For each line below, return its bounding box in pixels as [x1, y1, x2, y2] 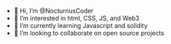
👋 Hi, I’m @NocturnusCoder [13, 7, 94, 15]
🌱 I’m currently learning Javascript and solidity [13, 22, 148, 29]
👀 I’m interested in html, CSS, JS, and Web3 [13, 14, 140, 22]
